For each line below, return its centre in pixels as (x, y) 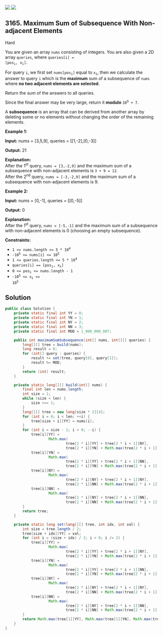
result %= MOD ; (46, 363)
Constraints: (18, 240)
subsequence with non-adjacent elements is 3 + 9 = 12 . (61, 171)
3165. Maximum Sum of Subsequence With (72, 24)
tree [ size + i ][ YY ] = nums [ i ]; (63, 421)
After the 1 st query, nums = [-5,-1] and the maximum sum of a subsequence (81, 225)
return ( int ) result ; (44, 372)
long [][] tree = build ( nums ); (53, 344)
